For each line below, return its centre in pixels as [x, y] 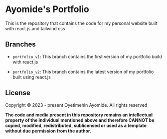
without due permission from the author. [48, 131]
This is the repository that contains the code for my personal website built [81, 23]
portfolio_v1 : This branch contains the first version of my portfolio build [87, 56]
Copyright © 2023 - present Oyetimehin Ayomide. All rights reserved [76, 105]
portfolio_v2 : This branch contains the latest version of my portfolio [83, 72]
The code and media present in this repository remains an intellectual [79, 115]
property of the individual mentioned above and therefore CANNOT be [80, 120]
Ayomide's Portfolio [47, 9]
